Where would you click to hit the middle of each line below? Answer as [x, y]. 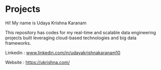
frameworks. [18, 43]
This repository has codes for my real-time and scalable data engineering [80, 32]
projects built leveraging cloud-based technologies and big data [71, 38]
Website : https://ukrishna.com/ [37, 62]
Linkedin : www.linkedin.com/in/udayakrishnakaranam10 [63, 53]
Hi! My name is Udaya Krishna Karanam [46, 23]
